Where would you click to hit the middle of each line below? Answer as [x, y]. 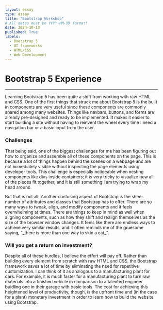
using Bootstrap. [21, 302]
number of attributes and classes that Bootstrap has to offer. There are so [79, 202]
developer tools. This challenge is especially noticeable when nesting [74, 172]
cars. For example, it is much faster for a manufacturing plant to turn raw [78, 276]
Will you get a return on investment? [49, 245]
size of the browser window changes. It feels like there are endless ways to [80, 222]
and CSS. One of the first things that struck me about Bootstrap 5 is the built [81, 102]
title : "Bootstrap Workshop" [34, 18]
